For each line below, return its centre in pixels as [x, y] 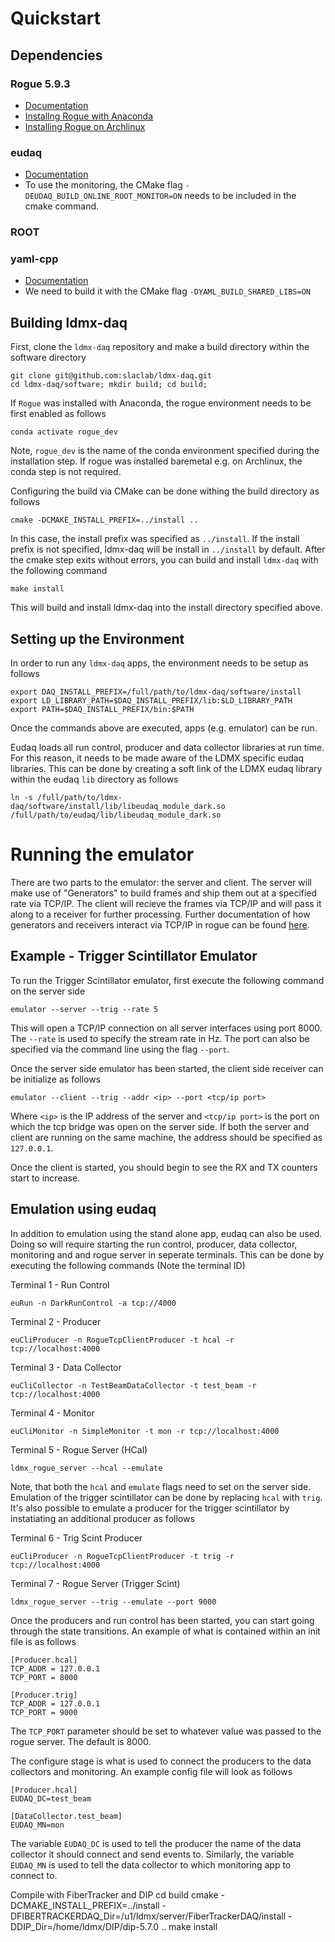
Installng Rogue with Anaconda [88, 116]
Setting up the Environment [97, 638]
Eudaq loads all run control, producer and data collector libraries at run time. [167, 748]
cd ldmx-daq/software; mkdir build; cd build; [109, 385]
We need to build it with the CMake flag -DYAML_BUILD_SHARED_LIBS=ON [167, 291]
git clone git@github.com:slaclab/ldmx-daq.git [111, 376]
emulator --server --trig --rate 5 [84, 1009]
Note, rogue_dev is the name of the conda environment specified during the [165, 451]
